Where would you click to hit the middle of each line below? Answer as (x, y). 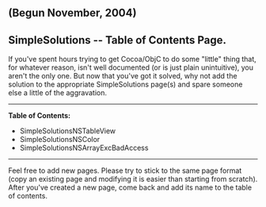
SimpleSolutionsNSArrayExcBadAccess (84, 148)
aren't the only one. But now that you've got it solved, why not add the (123, 76)
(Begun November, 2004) (72, 13)
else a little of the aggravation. (58, 93)
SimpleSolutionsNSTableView (68, 131)
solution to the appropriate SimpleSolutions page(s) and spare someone (125, 84)
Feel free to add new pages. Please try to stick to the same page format (125, 171)
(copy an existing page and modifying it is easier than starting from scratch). (133, 179)
